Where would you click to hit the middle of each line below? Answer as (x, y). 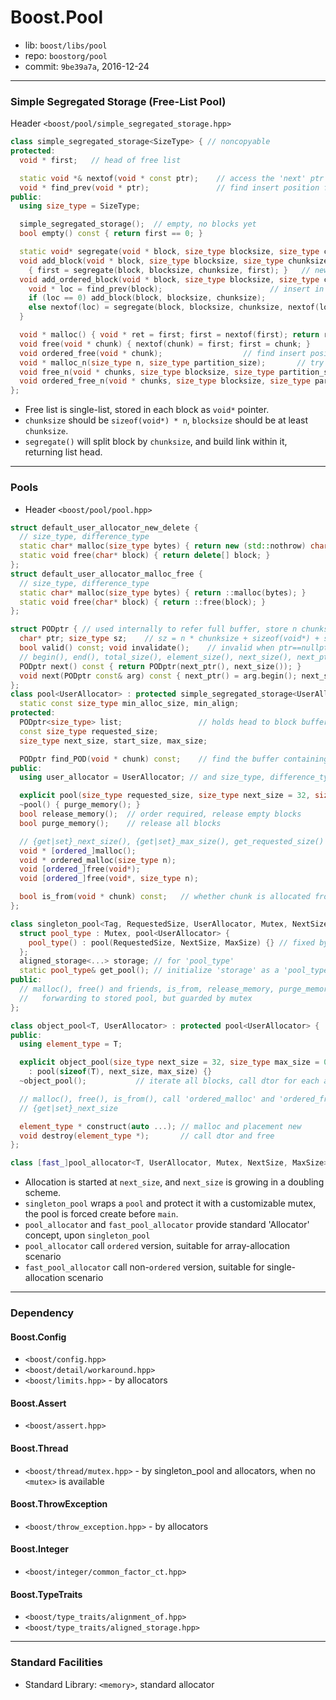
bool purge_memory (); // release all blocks (120, 823)
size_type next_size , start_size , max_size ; (113, 741)
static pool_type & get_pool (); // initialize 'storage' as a (149, 971)
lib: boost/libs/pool (66, 45)
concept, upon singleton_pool (87, 1235)
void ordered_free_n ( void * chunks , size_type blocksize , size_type (165, 381)
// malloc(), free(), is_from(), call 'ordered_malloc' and (147, 1099)
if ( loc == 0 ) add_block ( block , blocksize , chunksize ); (147, 298)
